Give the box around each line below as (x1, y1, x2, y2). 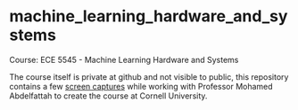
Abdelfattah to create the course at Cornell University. (9, 90, 208, 101)
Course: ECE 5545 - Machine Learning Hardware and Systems (9, 54, 239, 65)
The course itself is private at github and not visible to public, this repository (9, 71, 289, 82)
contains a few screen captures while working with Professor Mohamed (9, 81, 274, 91)
